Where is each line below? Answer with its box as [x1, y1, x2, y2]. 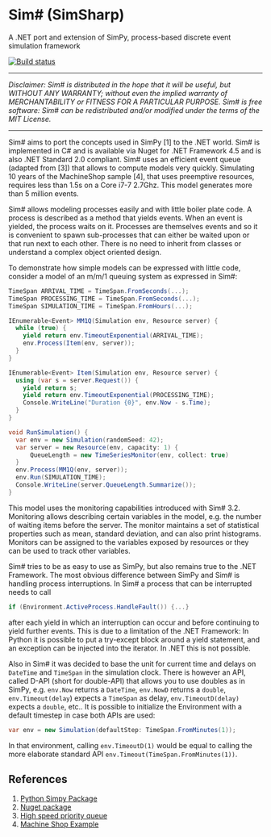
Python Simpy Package [19, 793, 98, 804]
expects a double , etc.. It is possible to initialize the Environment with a [8, 701, 242, 711]
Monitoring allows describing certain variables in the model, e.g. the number [8, 511, 262, 521]
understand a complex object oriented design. [8, 247, 162, 257]
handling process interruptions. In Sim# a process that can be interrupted [8, 579, 252, 588]
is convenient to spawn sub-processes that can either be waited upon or [8, 230, 250, 240]
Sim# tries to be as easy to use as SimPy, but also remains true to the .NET [8, 561, 256, 571]
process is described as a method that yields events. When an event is [8, 212, 244, 223]
